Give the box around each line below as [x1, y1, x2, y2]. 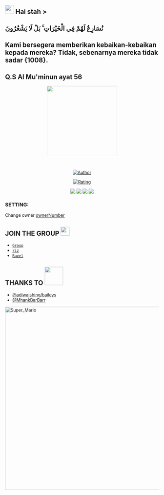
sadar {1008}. [5, 56, 48, 64]
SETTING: [5, 201, 29, 208]
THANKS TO [5, 279, 43, 287]
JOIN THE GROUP [5, 229, 60, 237]
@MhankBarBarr [12, 297, 46, 303]
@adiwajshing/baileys [12, 291, 57, 298]
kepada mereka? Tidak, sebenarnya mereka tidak [5, 48, 159, 57]
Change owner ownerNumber [5, 212, 65, 218]
